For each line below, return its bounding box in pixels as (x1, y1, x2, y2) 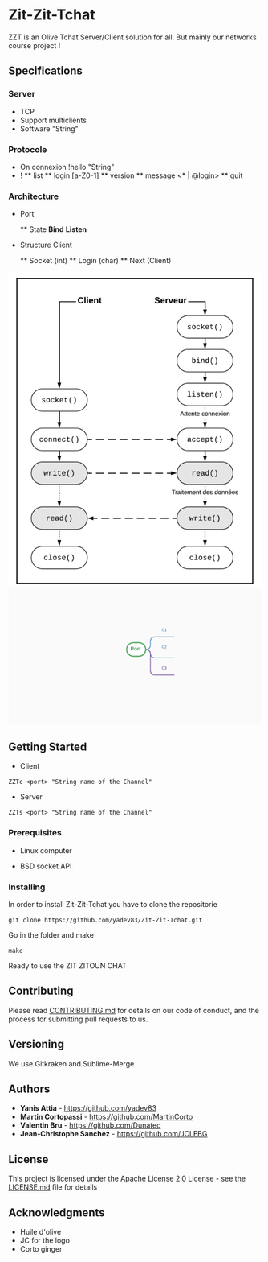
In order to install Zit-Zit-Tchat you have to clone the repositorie (8, 899, 218, 909)
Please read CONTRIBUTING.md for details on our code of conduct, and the (8, 1005, 259, 1015)
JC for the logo (19, 1235, 71, 1245)
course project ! (8, 40, 61, 50)
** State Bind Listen (19, 225, 87, 234)
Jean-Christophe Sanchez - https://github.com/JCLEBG (19, 1129, 208, 1139)
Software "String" (19, 123, 79, 134)
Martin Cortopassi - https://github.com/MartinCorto (19, 1112, 193, 1122)
